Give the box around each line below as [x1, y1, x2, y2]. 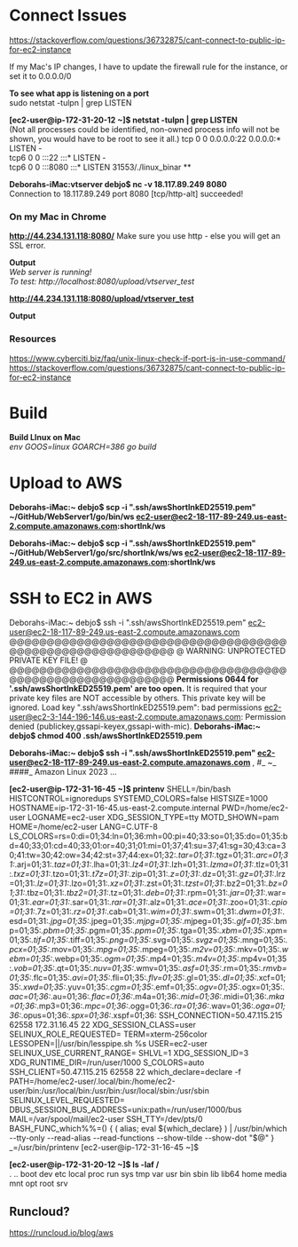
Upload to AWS [9, 472, 122, 493]
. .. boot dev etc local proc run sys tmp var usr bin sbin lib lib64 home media [9, 1169, 287, 1180]
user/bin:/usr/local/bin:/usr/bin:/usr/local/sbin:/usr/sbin [9, 1085, 210, 1096]
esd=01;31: [9, 916, 49, 927]
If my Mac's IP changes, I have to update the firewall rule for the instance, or [9, 61, 288, 72]
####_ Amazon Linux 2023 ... [9, 767, 117, 777]
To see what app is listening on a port [9, 88, 149, 99]
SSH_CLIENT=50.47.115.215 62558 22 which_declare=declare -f [9, 1067, 241, 1077]
